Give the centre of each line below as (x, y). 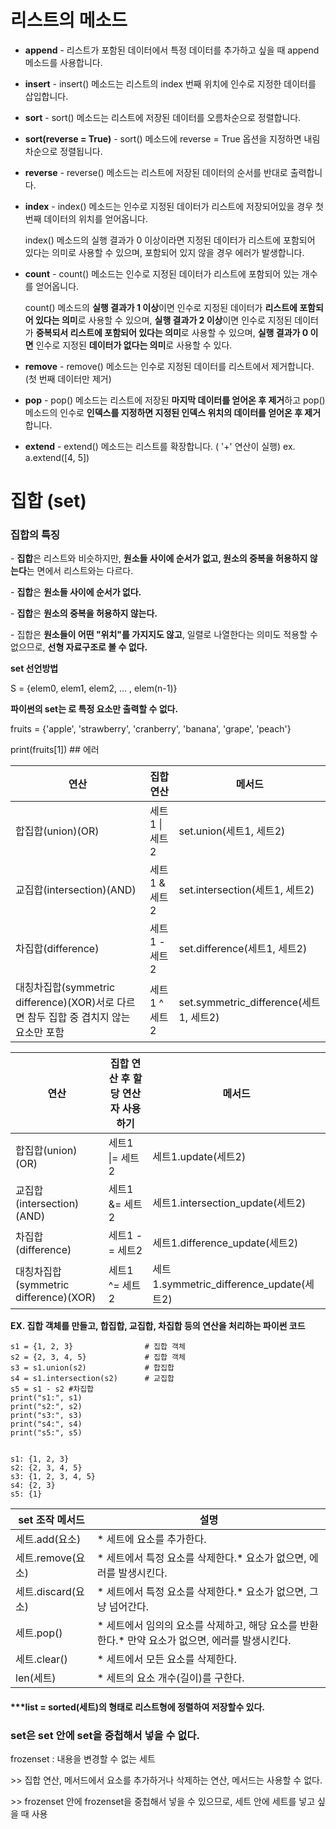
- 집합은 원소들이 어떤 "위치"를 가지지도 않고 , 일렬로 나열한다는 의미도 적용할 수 (164, 635)
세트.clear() (41, 1659)
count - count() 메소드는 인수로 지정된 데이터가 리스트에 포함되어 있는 (162, 273)
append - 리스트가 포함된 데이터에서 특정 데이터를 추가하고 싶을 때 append (172, 50)
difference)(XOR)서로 (65, 1003)
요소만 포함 (40, 1033)
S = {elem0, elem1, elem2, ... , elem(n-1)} (94, 688)
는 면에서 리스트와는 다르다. (80, 571)
